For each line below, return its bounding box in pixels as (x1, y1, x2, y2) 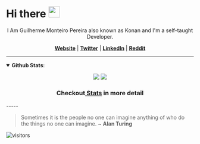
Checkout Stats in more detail (56, 89, 144, 97)
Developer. (86, 33, 114, 40)
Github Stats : (11, 61, 45, 68)
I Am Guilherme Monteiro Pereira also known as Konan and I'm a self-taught (7, 27, 193, 34)
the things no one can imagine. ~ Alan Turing (20, 120, 133, 127)
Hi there (6, 7, 46, 21)
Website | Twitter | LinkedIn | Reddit (54, 45, 146, 52)
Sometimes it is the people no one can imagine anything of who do (20, 114, 185, 121)
